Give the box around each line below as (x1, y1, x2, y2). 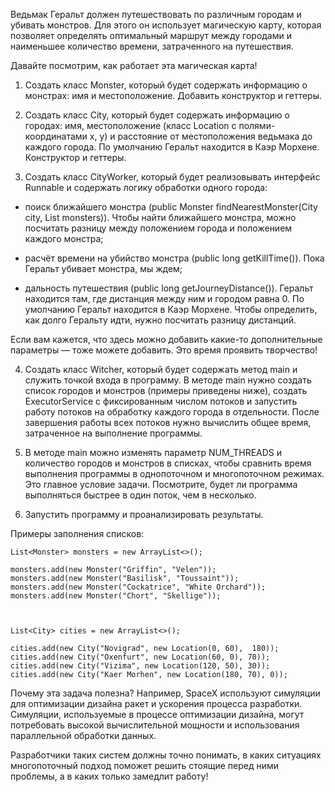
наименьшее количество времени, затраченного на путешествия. (10, 40, 294, 52)
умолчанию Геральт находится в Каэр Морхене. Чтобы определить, (24, 304, 318, 315)
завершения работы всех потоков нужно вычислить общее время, (24, 417, 312, 428)
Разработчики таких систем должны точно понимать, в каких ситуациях (10, 749, 322, 761)
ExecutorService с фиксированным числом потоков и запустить (24, 395, 298, 407)
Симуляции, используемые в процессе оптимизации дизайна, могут (10, 709, 305, 720)
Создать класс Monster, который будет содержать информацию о (24, 79, 308, 91)
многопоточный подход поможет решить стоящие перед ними (10, 760, 280, 771)
